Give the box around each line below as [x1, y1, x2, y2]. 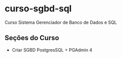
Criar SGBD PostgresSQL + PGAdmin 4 [11, 47, 92, 53]
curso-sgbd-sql [4, 3, 72, 14]
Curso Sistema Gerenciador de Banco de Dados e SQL [4, 19, 117, 25]
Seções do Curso [4, 34, 59, 42]
